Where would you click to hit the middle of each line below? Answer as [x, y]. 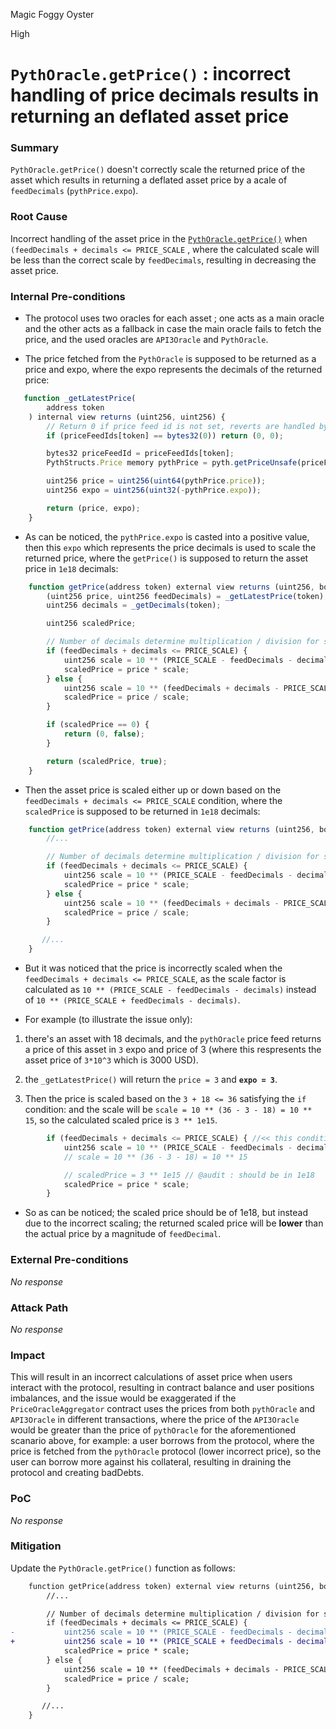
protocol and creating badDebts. [77, 1473]
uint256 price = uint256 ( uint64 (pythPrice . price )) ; [156, 481]
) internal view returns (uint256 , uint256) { [127, 417]
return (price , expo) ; [93, 508]
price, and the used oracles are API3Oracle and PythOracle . [146, 340]
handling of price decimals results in [165, 95]
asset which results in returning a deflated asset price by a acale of [149, 180]
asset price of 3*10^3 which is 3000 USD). [111, 1060]
